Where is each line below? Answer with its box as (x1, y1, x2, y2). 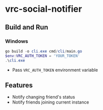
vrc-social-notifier (5, 3, 82, 15)
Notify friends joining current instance (12, 99, 89, 105)
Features (5, 81, 33, 89)
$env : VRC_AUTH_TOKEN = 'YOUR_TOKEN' (5, 53, 80, 58)
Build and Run (5, 23, 48, 31)
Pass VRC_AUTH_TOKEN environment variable (12, 67, 98, 73)
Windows (5, 38, 28, 45)
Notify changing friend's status (12, 94, 75, 100)
